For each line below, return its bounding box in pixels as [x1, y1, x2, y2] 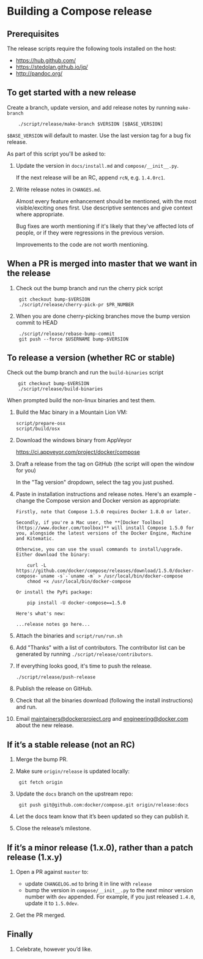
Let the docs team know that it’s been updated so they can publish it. [15, 813, 190, 820]
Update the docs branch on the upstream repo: [15, 790, 133, 797]
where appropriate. [15, 210, 65, 218]
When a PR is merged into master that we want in [7, 258, 197, 269]
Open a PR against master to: [15, 868, 89, 876]
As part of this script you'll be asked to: [7, 150, 106, 157]
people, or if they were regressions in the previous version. [15, 228, 164, 236]
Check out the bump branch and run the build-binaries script [7, 369, 164, 376]
